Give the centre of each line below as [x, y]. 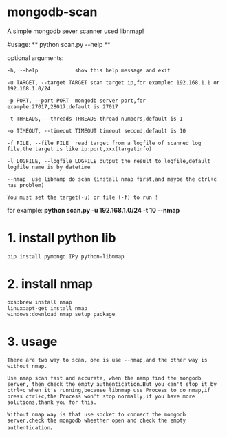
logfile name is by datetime [49, 167]
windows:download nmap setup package [61, 314]
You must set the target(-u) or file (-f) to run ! [83, 197]
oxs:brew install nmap [40, 302]
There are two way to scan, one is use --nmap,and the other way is [107, 360]
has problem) [26, 185]
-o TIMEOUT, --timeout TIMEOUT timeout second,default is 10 [97, 131]
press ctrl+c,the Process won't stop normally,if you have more [101, 396]
